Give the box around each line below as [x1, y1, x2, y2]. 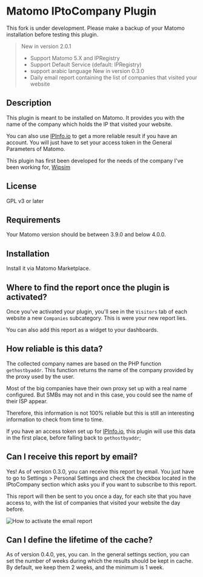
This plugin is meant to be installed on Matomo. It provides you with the [6, 114, 185, 121]
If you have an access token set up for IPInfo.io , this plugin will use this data [6, 427, 196, 435]
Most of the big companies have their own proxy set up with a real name [6, 384, 187, 392]
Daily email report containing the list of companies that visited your [30, 74, 198, 81]
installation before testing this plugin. [6, 30, 99, 38]
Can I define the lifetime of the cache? [6, 535, 153, 545]
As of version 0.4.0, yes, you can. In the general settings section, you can [6, 551, 190, 558]
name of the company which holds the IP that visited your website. [6, 120, 173, 128]
